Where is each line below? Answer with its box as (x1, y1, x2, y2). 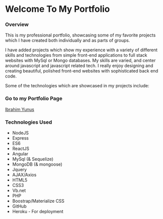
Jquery (12, 167, 27, 173)
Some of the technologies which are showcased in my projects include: (5, 83, 150, 89)
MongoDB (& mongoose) (12, 161, 63, 167)
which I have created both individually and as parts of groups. (5, 37, 130, 43)
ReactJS (12, 146, 29, 151)
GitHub (12, 203, 27, 209)
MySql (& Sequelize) (12, 156, 54, 162)
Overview (5, 21, 29, 28)
